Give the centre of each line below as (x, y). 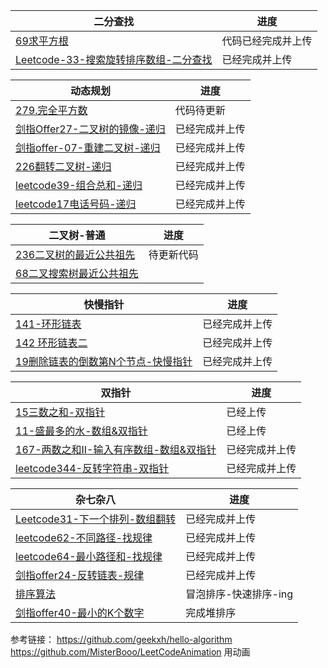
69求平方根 (42, 41)
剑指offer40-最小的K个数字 (80, 612)
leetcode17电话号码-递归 (76, 204)
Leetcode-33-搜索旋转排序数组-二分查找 (114, 59)
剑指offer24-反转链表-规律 (80, 575)
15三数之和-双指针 (60, 412)
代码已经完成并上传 (267, 41)
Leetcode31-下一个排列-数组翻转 (96, 519)
